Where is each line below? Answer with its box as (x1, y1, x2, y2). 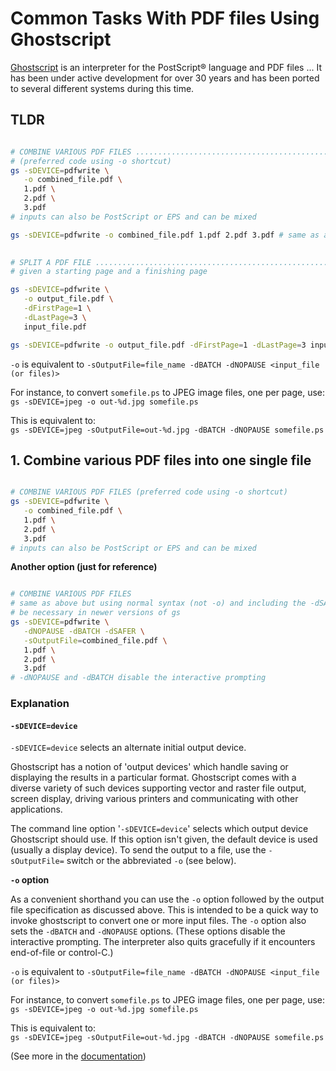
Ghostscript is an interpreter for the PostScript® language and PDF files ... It (10, 61, 322, 73)
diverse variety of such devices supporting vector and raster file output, (10, 782, 307, 794)
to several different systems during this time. (10, 82, 195, 94)
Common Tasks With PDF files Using (10, 7, 320, 30)
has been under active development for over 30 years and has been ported (10, 72, 320, 84)
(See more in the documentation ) (10, 1050, 147, 1062)
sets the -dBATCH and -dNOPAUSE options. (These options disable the (10, 925, 286, 937)
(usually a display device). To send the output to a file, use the (10, 844, 267, 856)
